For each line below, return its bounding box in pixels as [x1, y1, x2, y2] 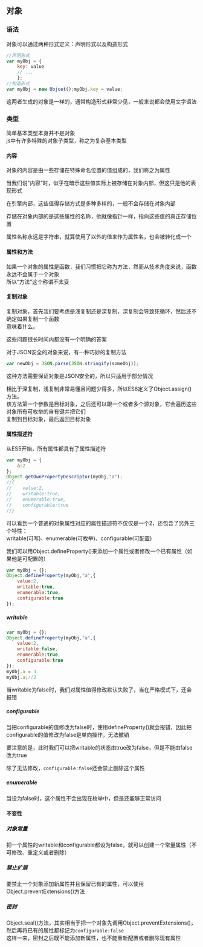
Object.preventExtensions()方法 [6, 888, 85, 895]
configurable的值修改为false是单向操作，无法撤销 [6, 731, 130, 739]
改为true [6, 751, 27, 759]
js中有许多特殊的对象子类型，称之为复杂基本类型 [6, 137, 127, 144]
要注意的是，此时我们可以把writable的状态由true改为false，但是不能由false [6, 744, 193, 751]
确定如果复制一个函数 [6, 315, 59, 322]
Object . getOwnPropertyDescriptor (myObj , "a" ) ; [6, 474, 123, 480]
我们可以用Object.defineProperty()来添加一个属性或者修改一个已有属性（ [6, 547, 187, 555]
